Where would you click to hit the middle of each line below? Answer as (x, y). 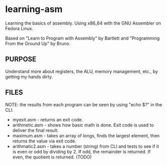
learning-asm (34, 9)
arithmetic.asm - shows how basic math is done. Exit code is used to (83, 125)
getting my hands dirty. (29, 77)
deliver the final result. (35, 130)
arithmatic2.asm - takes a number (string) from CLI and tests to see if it (85, 146)
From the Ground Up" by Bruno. (38, 43)
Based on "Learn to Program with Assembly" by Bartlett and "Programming (82, 38)
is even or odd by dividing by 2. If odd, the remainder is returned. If (81, 151)
